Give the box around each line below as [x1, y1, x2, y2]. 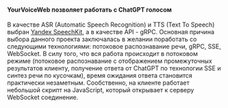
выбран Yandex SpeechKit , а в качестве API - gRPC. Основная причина [7, 28, 214, 36]
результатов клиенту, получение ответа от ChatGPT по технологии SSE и [7, 64, 221, 72]
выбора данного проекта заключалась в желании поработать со [7, 35, 197, 44]
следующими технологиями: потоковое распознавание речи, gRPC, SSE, [7, 42, 221, 51]
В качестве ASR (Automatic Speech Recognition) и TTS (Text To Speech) [7, 21, 215, 29]
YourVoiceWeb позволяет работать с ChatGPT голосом [7, 5, 173, 14]
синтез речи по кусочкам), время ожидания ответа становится [7, 72, 193, 80]
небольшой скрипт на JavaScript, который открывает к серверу [7, 86, 194, 94]
